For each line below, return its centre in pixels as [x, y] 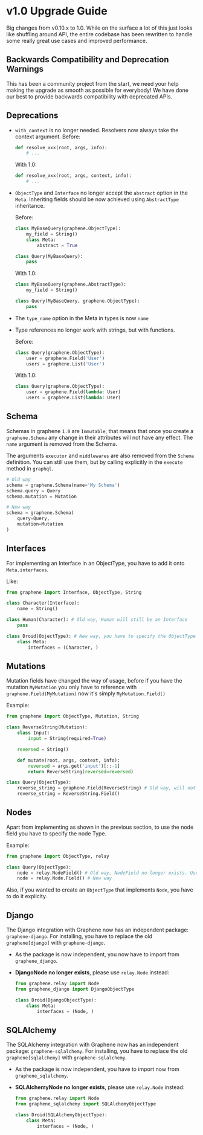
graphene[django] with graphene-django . [56, 943]
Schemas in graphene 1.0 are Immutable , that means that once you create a [100, 431]
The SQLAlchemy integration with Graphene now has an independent [92, 1045]
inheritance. [30, 206]
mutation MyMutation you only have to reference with [72, 687]
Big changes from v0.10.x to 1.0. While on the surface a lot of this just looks [99, 28]
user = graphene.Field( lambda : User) [74, 392]
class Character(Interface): [43, 603]
